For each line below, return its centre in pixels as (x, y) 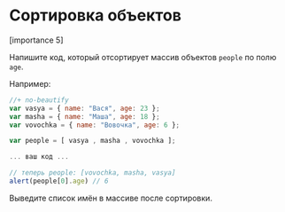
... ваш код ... (39, 157)
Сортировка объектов (95, 16)
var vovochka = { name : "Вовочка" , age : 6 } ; (94, 125)
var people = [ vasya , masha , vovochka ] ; (92, 141)
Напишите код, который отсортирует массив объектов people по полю (143, 57)
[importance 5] (36, 40)
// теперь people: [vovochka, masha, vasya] (92, 173)
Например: (30, 83)
